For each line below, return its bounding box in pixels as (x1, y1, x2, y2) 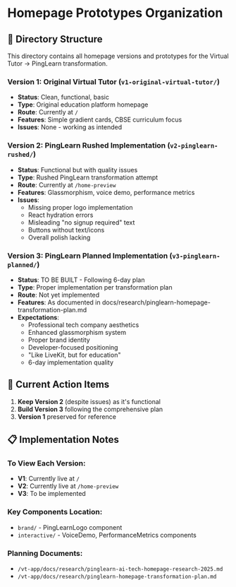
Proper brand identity (27, 336, 90, 344)
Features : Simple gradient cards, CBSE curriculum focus (17, 115, 182, 124)
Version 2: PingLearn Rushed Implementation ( (7, 141, 170, 150)
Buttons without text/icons (27, 225, 105, 234)
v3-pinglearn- (172, 252, 221, 260)
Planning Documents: (7, 548, 83, 558)
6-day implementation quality (27, 358, 114, 367)
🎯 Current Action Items (7, 379, 110, 391)
